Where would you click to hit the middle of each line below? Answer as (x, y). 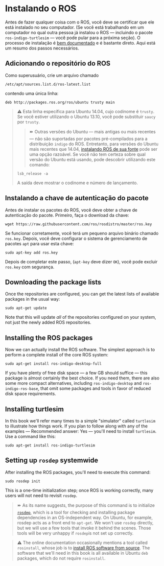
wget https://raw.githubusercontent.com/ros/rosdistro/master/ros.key (79, 224)
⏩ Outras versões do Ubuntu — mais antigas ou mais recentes (92, 131)
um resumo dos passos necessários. (42, 48)
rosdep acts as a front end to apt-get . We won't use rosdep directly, (85, 522)
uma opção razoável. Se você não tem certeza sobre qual (87, 154)
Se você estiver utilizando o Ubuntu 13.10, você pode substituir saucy (86, 117)
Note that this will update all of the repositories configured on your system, (81, 317)
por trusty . (28, 122)
